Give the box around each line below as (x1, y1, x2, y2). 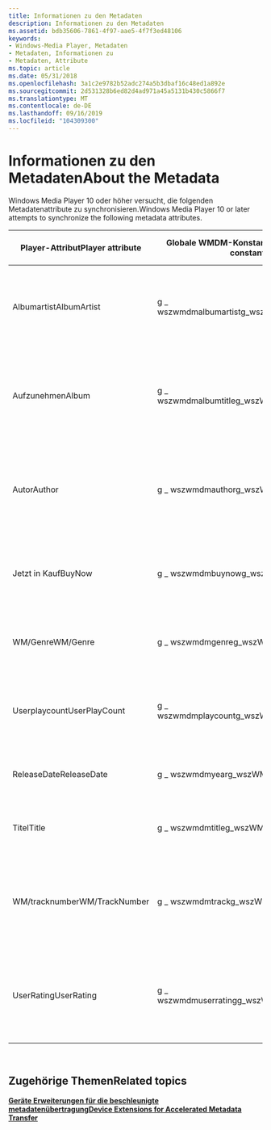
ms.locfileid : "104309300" (8, 117, 99, 125)
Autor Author (12, 484, 59, 495)
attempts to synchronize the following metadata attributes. (8, 212, 203, 222)
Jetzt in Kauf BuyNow (12, 567, 93, 578)
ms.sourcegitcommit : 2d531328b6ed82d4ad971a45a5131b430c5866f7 (8, 86, 226, 95)
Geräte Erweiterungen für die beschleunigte (8, 1095, 160, 1105)
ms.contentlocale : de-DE (8, 102, 92, 110)
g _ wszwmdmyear (156, 768, 228, 779)
